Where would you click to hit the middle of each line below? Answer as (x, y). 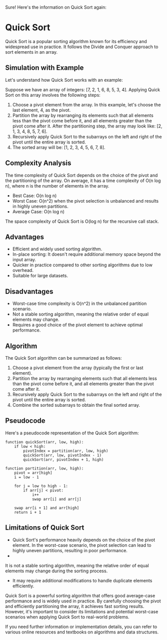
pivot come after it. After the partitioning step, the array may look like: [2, (87, 126)
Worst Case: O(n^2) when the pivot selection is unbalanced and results (85, 201)
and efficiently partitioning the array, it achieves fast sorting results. (75, 606)
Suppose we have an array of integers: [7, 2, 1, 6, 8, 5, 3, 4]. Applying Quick (83, 89)
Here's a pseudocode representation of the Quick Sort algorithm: (72, 433)
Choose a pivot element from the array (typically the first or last (78, 368)
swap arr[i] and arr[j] (56, 499)
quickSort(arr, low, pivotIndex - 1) (62, 455)
